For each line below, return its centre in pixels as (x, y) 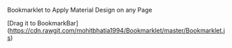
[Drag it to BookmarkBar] (43, 23)
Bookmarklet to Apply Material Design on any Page (80, 10)
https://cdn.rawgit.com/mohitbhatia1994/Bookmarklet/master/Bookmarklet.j (117, 31)
